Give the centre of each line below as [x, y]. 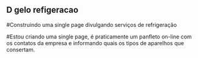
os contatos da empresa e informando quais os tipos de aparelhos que [95, 43]
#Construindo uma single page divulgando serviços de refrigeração [92, 24]
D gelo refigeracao [42, 10]
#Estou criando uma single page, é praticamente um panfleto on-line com [99, 37]
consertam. [21, 49]
